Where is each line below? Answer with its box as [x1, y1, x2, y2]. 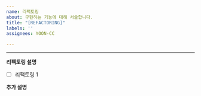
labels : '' [6, 25, 33, 31]
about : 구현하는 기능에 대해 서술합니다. [6, 14, 93, 20]
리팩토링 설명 [6, 59, 37, 66]
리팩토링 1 [14, 71, 38, 78]
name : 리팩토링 [6, 8, 39, 15]
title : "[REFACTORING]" [6, 20, 66, 25]
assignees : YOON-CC [6, 31, 55, 37]
